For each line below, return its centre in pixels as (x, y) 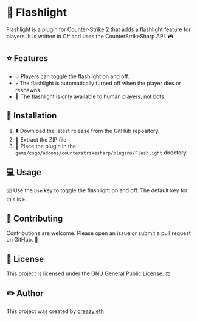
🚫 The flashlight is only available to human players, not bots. (90, 96)
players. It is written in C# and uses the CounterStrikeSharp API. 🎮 (90, 36)
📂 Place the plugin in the (46, 146)
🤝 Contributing (35, 218)
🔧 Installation (32, 116)
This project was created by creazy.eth (55, 311)
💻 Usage (24, 172)
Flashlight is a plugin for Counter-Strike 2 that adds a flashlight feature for (98, 29)
